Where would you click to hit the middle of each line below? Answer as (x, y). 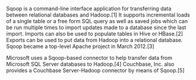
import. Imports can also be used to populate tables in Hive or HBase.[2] (94, 34)
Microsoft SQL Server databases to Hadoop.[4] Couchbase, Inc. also (90, 64)
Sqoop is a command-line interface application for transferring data (89, 9)
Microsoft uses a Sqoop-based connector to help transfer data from (89, 58)
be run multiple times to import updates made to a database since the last (96, 27)
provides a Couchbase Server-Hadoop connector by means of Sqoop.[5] (96, 70)
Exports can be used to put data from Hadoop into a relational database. (94, 40)
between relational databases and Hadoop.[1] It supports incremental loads (98, 15)
